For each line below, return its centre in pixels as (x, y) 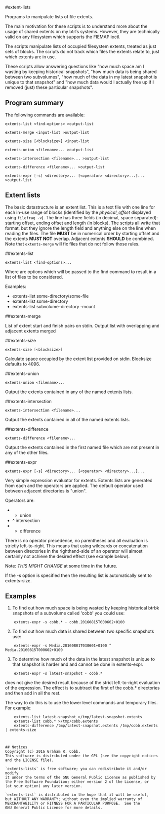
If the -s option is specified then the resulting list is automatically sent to (79, 575)
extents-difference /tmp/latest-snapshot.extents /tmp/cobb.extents (86, 726)
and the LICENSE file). (30, 760)
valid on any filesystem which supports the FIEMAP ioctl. (63, 37)
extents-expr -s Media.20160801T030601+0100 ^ (63, 646)
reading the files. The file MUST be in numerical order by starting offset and (82, 233)
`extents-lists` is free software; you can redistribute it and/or (76, 769)
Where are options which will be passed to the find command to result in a (81, 272)
